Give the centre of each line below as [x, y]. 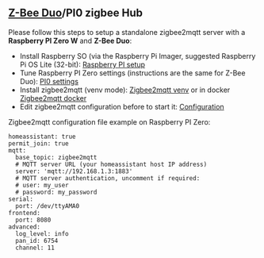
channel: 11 [35, 248]
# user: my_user [42, 185]
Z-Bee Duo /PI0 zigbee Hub [76, 13]
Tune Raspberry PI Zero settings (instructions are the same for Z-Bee [132, 73]
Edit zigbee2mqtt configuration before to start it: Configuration [122, 106]
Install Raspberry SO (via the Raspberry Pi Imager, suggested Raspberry [138, 56]
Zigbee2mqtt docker [53, 98]
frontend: [25, 213]
